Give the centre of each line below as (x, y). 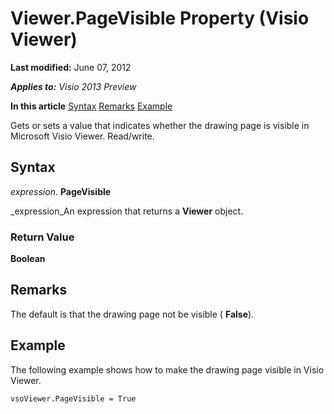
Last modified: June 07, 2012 (71, 67)
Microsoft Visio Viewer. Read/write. (82, 136)
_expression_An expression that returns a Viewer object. (127, 211)
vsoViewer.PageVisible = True (73, 398)
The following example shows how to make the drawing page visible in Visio (167, 369)
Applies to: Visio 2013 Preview (73, 86)
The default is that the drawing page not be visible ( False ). (132, 314)
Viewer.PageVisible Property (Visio (160, 18)
